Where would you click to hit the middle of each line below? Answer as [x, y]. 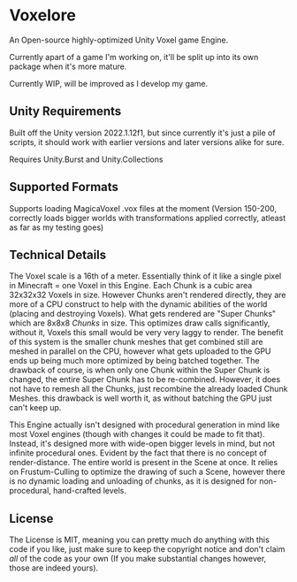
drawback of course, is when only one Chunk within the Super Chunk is [140, 370]
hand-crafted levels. [89, 491]
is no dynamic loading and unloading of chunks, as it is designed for [133, 481]
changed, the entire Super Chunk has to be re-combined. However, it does [145, 379]
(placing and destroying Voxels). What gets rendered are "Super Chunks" [143, 314]
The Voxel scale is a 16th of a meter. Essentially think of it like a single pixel [145, 276]
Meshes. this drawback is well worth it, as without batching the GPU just [141, 398]
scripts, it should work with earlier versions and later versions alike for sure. [147, 142]
